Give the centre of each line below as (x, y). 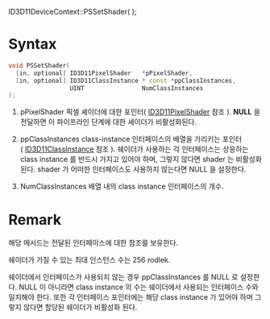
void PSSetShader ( (39, 65)
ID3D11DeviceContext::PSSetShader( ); (73, 12)
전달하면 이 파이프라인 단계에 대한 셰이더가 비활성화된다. (108, 122)
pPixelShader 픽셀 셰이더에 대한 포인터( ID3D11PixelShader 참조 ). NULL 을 (140, 112)
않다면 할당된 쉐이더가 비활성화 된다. (80, 307)
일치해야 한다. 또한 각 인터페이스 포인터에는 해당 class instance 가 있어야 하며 (131, 297)
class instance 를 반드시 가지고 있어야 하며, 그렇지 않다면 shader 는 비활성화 (141, 159)
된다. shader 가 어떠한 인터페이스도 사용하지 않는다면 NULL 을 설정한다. (133, 169)
